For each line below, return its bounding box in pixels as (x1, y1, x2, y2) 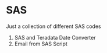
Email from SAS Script (14, 40, 68, 47)
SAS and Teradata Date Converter (14, 34, 96, 41)
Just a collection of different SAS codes (6, 23, 101, 30)
